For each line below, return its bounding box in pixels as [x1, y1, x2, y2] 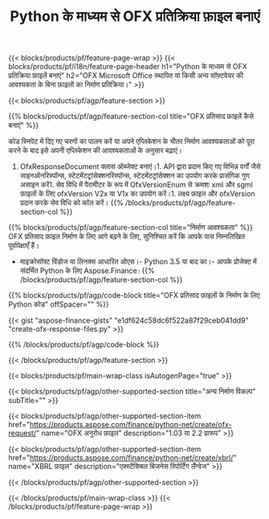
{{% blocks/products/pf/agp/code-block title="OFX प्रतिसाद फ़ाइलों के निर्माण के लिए [8, 290, 260, 300]
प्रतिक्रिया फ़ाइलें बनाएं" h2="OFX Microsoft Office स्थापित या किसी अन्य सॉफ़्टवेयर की [8, 71, 243, 80]
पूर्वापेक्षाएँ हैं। [8, 241, 40, 250]
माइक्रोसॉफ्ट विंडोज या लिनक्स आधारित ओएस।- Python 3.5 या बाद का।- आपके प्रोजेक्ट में [19, 257, 257, 266]
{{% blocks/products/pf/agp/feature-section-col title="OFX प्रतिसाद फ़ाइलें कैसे [8, 112, 255, 122]
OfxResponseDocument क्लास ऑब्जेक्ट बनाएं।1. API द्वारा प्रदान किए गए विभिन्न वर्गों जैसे [19, 162, 261, 171]
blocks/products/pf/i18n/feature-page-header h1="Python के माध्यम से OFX [8, 62, 247, 72]
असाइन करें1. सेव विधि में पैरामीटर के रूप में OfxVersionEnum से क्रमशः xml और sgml [19, 180, 253, 190]
